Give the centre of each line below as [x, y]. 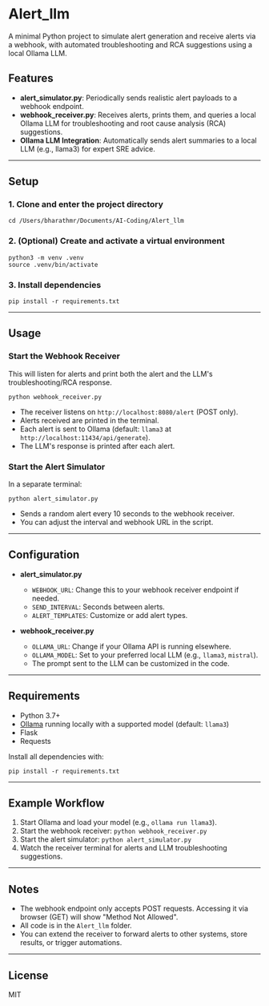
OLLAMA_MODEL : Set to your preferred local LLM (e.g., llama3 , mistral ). [145, 655]
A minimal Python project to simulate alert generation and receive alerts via [132, 36]
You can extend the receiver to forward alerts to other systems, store [134, 934]
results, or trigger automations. [71, 943]
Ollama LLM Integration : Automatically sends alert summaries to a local [139, 140]
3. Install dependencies [55, 285]
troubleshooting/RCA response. [60, 382]
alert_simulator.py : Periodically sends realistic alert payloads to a [128, 98]
